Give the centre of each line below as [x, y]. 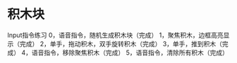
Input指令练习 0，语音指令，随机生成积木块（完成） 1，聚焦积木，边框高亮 [115, 35]
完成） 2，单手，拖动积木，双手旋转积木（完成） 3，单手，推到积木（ [121, 43]
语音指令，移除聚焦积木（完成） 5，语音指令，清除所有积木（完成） [130, 52]
